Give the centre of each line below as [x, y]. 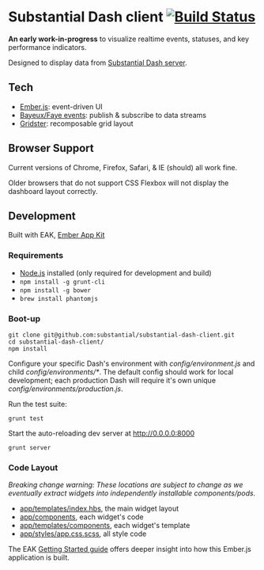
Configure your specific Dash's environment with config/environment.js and [132, 363]
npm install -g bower [55, 290]
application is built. [39, 557]
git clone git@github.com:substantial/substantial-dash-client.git [122, 335]
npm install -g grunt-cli [62, 282]
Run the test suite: [38, 404]
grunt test [26, 418]
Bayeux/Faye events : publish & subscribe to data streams [113, 115]
